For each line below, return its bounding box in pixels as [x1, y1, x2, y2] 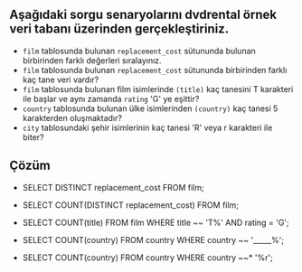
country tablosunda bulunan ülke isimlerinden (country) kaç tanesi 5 [22, 103, 278, 114]
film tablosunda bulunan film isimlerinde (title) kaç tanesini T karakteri [22, 83, 294, 94]
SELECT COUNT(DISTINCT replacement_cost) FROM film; [22, 199, 240, 211]
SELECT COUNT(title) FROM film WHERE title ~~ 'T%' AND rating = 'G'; [22, 217, 289, 228]
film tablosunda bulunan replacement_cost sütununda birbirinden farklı [22, 64, 288, 75]
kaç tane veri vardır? [22, 74, 99, 85]
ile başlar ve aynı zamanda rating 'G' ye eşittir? [22, 93, 200, 104]
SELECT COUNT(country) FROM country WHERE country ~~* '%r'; [22, 252, 273, 263]
